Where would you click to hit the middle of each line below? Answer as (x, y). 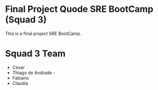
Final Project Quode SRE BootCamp (79, 9)
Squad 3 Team (35, 54)
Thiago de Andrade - (34, 73)
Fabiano (21, 78)
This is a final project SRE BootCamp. (43, 33)
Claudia (20, 83)
